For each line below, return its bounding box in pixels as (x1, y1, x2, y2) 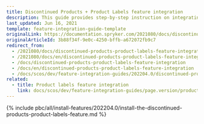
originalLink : (6, 31, 42, 38)
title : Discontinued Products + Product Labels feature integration (6, 8, 183, 15)
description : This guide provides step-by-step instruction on (6, 15, 170, 21)
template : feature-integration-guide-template (6, 25, 126, 32)
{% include (6, 104, 34, 111)
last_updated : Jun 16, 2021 (6, 20, 78, 26)
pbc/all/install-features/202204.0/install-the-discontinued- (35, 104, 183, 111)
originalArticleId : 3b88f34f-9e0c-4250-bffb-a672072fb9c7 (6, 37, 156, 43)
